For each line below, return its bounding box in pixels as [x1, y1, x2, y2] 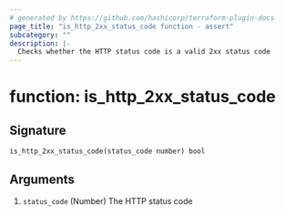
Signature [9, 122, 66, 138]
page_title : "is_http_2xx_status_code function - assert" [9, 22, 234, 31]
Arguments [9, 171, 76, 187]
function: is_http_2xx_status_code [9, 87, 276, 107]
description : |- [9, 38, 71, 48]
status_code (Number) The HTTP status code [22, 195, 193, 206]
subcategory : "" [9, 30, 71, 39]
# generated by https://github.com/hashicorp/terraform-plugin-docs [9, 13, 275, 23]
